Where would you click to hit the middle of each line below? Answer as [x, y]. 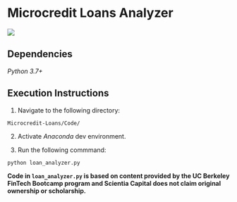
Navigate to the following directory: [69, 110]
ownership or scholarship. [47, 191]
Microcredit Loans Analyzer [91, 13]
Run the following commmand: [62, 150]
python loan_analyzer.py [44, 163]
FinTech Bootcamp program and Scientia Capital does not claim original [114, 183]
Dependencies [40, 54]
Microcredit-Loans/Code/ [44, 123]
